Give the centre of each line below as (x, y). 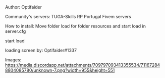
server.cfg (16, 31)
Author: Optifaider (24, 7)
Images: (13, 60)
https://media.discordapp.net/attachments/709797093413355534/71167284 (82, 65)
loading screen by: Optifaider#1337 (41, 50)
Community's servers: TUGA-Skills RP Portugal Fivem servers (68, 16)
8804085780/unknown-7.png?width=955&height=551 (60, 70)
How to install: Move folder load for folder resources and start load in (76, 26)
